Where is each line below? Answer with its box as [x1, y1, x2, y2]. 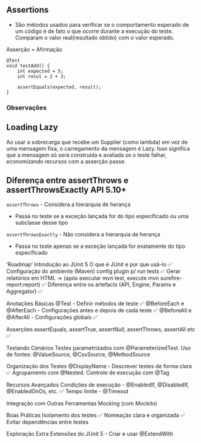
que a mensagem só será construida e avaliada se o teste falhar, [6, 151, 167, 159]
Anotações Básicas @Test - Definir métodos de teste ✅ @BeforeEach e [6, 300, 185, 307]
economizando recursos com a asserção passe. [6, 157, 126, 165]
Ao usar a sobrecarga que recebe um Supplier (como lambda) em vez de [6, 138, 188, 145]
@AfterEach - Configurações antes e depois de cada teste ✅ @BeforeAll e [6, 307, 192, 314]
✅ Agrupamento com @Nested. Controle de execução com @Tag [6, 369, 170, 376]
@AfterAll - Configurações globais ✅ [6, 314, 98, 321]
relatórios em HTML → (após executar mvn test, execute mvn [6, 275, 159, 282]
